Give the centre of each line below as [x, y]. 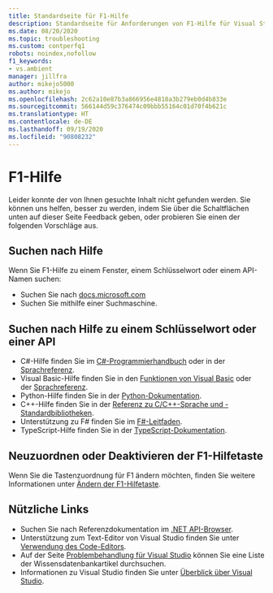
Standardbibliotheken [56, 413]
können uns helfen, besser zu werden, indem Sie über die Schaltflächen [129, 208]
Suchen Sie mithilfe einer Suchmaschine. [89, 303]
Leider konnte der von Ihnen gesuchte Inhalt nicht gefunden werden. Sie [130, 199]
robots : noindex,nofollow [52, 54]
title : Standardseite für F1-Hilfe [69, 16]
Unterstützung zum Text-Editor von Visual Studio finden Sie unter [130, 538]
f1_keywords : [30, 62]
